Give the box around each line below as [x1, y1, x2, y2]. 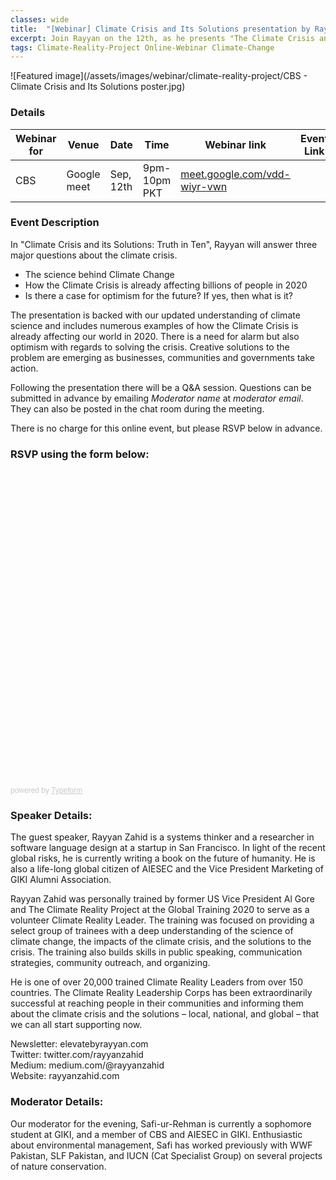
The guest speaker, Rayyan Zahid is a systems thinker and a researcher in [10, 831, 315, 843]
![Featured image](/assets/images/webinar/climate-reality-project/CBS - [10, 70, 308, 82]
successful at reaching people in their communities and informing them [10, 997, 304, 1010]
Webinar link [204, 137, 267, 151]
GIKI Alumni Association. [10, 874, 112, 886]
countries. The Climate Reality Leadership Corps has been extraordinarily [10, 987, 313, 999]
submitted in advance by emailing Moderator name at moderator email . [10, 392, 304, 404]
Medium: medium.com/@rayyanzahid [10, 1059, 165, 1071]
